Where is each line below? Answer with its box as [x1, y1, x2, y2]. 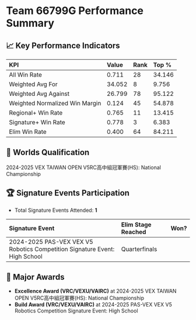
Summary [6, 16, 54, 30]
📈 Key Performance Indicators [6, 40, 121, 50]
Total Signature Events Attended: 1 [14, 207, 97, 214]
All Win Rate [9, 71, 43, 78]
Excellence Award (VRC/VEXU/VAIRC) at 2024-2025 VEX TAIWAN [14, 288, 177, 295]
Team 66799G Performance [6, 4, 144, 18]
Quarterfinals [121, 245, 157, 253]
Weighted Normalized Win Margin [9, 99, 101, 107]
